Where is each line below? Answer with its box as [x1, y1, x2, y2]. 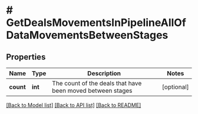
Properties [6, 52, 46, 62]
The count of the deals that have [52, 79, 142, 87]
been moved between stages [52, 86, 133, 95]
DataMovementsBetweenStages [6, 29, 169, 42]
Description [87, 69, 121, 77]
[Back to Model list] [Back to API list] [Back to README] [6, 102, 141, 109]
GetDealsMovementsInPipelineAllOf [6, 16, 187, 29]
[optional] [161, 83, 189, 91]
